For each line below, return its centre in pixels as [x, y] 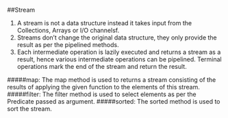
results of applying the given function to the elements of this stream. [103, 87]
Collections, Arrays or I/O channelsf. [68, 30]
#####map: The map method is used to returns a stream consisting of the [112, 80]
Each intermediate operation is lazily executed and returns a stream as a [119, 52]
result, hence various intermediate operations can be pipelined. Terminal [119, 59]
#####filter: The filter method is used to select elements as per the [102, 94]
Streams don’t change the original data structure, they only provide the [117, 38]
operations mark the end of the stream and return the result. [102, 67]
